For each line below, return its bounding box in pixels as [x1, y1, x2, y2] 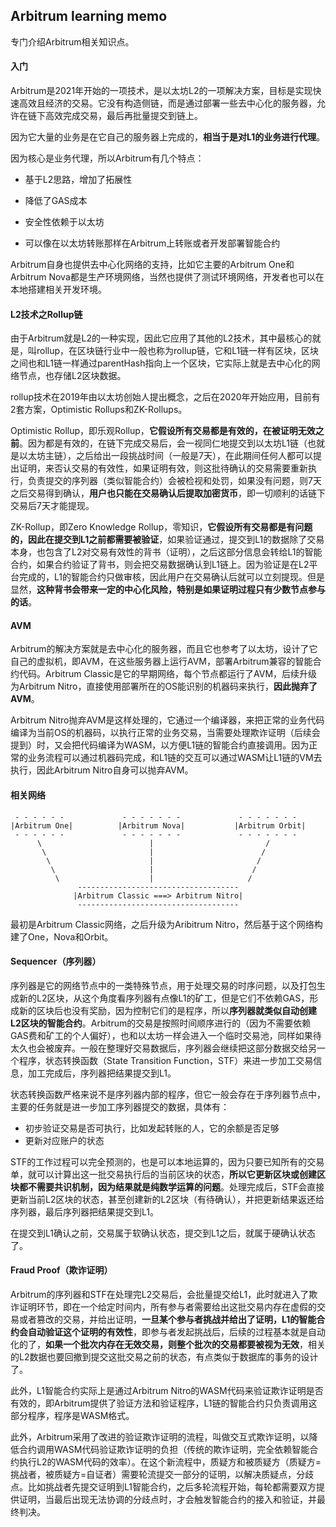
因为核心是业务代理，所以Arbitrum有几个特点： [10, 152, 205, 164]
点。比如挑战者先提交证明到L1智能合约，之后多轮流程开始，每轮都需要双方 [10, 1481, 317, 1493]
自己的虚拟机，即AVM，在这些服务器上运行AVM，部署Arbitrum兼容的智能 [10, 655, 313, 668]
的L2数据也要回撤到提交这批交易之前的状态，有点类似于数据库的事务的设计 [10, 1351, 319, 1363]
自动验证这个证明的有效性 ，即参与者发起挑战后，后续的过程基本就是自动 [27, 1326, 326, 1338]
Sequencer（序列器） [10, 955, 102, 968]
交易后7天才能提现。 [10, 500, 95, 512]
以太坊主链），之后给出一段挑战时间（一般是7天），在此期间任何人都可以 [18, 450, 313, 462]
